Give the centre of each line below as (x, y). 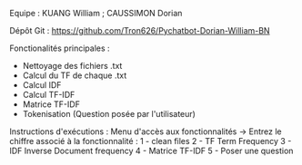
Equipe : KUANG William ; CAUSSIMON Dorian (96, 13)
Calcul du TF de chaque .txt (75, 75)
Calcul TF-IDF (49, 95)
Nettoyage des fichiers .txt (72, 66)
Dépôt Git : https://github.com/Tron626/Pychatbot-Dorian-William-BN (140, 30)
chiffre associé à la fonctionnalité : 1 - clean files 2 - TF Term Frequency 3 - (151, 141)
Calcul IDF (42, 85)
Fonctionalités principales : (60, 48)
